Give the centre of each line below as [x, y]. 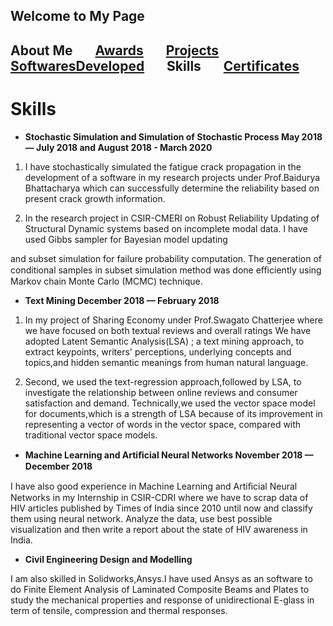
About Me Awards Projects [115, 50]
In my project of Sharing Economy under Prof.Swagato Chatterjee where [173, 320]
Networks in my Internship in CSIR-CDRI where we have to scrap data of [159, 497]
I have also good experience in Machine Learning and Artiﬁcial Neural [154, 486]
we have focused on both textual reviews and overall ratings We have [168, 330]
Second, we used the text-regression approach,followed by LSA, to [163, 381]
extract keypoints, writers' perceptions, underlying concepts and [158, 351]
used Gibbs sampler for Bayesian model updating [126, 239]
